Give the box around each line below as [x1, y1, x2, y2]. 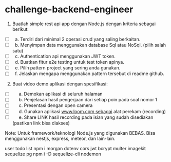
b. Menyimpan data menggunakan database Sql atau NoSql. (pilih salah [14, 42, 166, 48]
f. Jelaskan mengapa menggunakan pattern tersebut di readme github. [14, 70, 165, 77]
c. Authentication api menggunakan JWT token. [14, 53, 116, 60]
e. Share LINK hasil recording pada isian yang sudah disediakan [18, 114, 154, 120]
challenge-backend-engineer [5, 4, 134, 15]
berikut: [12, 26, 29, 32]
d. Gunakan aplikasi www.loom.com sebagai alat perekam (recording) [18, 108, 166, 114]
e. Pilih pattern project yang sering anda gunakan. [14, 65, 121, 71]
